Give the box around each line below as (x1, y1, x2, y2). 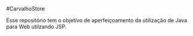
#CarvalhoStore (6, 5, 45, 12)
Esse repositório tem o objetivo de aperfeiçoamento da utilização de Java (6, 17, 188, 23)
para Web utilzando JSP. (6, 23, 67, 30)
